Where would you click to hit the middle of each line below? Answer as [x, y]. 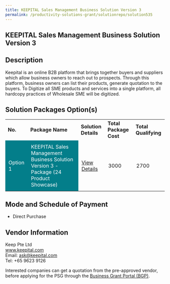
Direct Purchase [29, 217]
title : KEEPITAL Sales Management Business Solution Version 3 [73, 10]
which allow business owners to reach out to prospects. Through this [77, 78]
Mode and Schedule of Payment [57, 204]
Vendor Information [37, 232]
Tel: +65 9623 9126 [26, 261]
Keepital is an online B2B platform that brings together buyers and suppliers [84, 72]
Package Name [49, 129]
